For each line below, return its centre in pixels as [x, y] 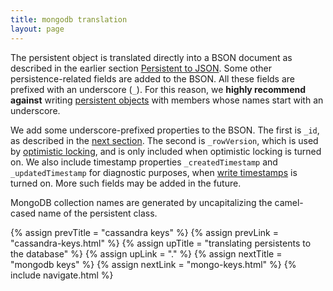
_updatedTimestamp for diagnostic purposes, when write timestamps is [154, 172]
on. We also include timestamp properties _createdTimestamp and [144, 162]
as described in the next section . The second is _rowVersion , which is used [164, 140]
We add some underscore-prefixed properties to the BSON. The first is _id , [165, 130]
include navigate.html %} [62, 275]
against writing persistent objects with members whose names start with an [167, 100]
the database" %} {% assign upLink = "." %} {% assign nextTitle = [146, 253]
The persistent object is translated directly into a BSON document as [151, 57]
